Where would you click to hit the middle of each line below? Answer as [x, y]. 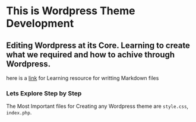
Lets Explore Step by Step [44, 93]
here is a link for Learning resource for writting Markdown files [83, 78]
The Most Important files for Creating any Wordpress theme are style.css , [97, 106]
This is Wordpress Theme [71, 11]
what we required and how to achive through [91, 54]
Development [40, 23]
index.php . [19, 113]
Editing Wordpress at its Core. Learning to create [98, 45]
